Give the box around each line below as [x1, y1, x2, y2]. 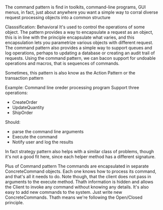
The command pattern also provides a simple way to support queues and [5, 45, 152, 50]
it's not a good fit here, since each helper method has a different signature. [5, 154, 156, 160]
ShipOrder [12, 110, 33, 116]
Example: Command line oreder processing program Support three [5, 85, 139, 90]
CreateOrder [12, 99, 38, 105]
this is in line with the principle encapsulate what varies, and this [5, 34, 135, 40]
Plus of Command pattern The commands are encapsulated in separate [5, 163, 149, 169]
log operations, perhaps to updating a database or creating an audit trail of [5, 50, 155, 56]
